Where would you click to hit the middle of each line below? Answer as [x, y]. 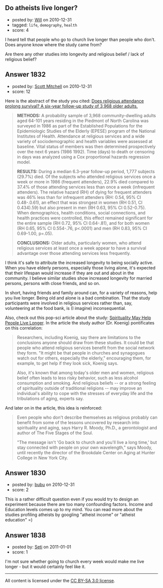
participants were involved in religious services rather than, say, [69, 303]
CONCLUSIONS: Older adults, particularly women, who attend [79, 243]
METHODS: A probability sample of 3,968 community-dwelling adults [86, 115]
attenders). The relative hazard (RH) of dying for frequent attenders [84, 192]
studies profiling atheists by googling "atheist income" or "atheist [70, 515]
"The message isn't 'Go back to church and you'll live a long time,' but [87, 442]
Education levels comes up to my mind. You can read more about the [74, 510]
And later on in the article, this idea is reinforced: [54, 408]
